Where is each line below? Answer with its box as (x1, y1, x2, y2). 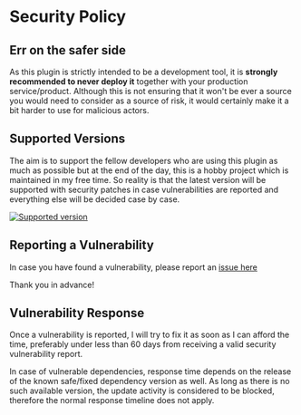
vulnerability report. (9, 349, 83, 360)
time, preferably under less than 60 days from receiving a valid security (9, 339, 277, 350)
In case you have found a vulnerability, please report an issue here (9, 261, 258, 273)
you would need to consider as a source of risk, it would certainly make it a (9, 95, 289, 106)
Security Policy (9, 6, 127, 27)
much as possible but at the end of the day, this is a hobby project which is (9, 165, 289, 176)
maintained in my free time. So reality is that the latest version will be (9, 174, 267, 185)
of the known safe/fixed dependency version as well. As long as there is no (9, 376, 290, 387)
